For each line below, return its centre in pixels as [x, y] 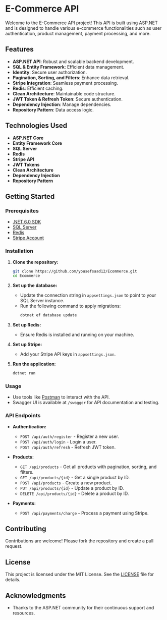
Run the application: [34, 364]
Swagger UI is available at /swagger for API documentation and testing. [86, 403]
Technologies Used [36, 126]
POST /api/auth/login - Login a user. [58, 441]
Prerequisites [22, 211]
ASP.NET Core [28, 138]
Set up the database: [35, 286]
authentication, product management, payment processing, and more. [78, 33]
